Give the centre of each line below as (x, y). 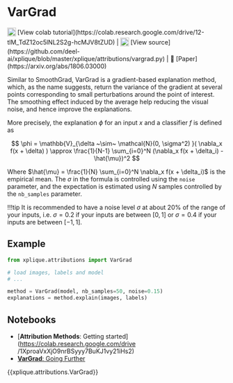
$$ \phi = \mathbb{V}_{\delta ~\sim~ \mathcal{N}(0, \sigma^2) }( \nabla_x (117, 143)
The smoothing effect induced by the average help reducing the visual (108, 101)
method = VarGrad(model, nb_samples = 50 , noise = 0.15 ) (85, 292)
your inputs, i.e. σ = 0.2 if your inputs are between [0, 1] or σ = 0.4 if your (112, 214)
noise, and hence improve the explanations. (70, 109)
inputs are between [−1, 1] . (45, 222)
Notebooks (32, 319)
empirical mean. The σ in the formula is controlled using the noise (101, 179)
